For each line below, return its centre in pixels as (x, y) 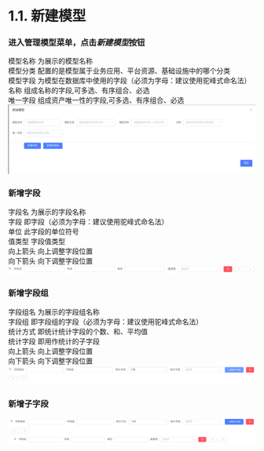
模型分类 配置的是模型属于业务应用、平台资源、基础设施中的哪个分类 (119, 71)
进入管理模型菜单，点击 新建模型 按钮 (77, 42)
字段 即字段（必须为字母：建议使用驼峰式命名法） (88, 221)
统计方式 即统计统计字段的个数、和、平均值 (78, 331)
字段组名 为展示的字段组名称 (54, 311)
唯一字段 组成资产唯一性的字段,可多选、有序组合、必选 (96, 100)
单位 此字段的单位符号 (44, 231)
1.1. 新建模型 (47, 16)
